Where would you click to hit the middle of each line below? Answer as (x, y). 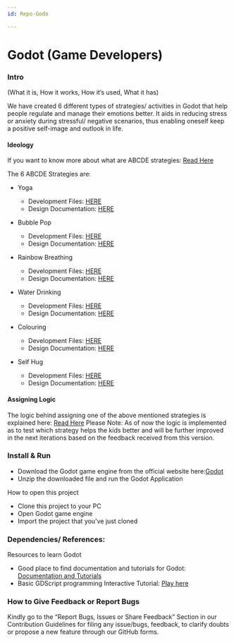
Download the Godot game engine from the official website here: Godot (120, 471)
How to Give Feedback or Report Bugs (73, 602)
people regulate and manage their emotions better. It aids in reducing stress (117, 114)
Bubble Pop (34, 222)
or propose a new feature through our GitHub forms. (83, 632)
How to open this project (43, 492)
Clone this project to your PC (60, 506)
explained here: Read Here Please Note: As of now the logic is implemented (117, 422)
